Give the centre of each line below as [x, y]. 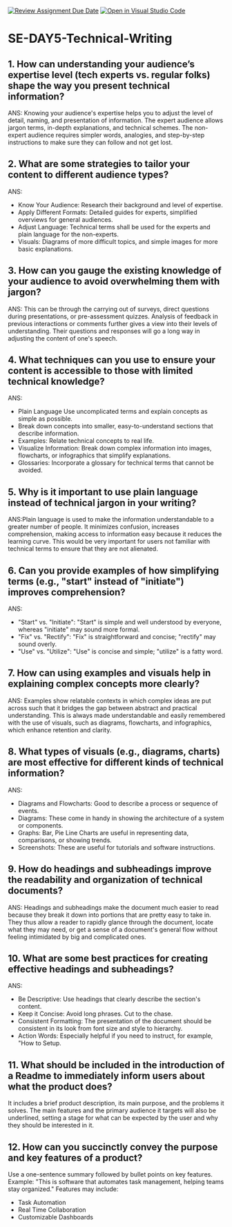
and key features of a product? [75, 1158]
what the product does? [60, 1086]
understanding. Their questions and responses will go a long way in [104, 331]
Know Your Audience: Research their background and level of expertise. [120, 204]
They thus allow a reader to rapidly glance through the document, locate [110, 922]
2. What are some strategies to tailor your [99, 164]
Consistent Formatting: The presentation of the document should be [115, 1021]
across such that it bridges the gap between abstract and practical [103, 707]
